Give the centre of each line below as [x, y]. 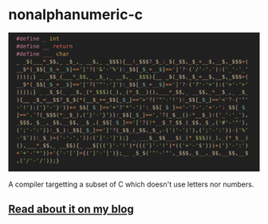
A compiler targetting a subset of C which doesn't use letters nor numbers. [131, 184]
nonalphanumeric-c [76, 15]
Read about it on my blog [71, 209]
